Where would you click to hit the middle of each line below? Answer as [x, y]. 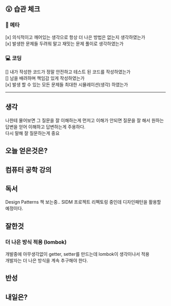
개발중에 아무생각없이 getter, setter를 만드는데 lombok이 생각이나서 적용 [77, 254]
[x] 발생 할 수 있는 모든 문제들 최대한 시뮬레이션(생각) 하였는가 [67, 84]
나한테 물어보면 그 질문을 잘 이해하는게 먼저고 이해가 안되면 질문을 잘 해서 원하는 [85, 120]
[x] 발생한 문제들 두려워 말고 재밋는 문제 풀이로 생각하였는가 [64, 43]
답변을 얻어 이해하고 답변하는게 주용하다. [45, 126]
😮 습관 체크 [23, 9]
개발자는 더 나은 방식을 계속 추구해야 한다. [47, 260]
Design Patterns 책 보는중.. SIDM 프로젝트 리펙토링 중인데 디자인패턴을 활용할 [83, 202]
